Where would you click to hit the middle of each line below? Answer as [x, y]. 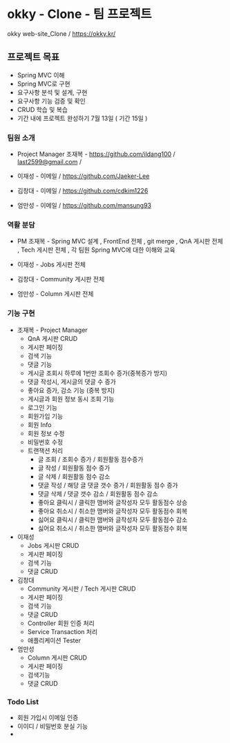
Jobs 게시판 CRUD [53, 545]
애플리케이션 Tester [54, 640]
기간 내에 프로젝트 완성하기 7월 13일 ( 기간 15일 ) [82, 118]
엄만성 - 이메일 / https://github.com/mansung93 [84, 206]
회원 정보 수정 [46, 433]
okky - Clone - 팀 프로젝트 [79, 14]
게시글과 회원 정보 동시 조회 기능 [71, 399]
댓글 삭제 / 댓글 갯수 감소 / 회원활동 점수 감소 [98, 493]
